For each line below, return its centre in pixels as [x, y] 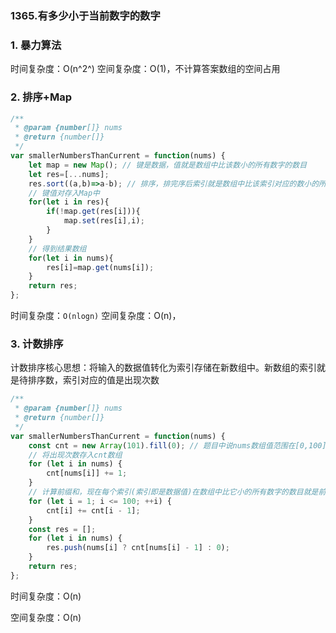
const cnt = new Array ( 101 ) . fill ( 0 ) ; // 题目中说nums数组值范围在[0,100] [177, 445]
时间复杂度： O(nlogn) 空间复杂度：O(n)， [96, 316]
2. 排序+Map [41, 97]
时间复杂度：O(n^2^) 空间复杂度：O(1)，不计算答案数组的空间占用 [145, 69]
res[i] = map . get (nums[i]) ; [100, 267]
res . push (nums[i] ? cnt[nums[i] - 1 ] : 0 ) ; [138, 548]
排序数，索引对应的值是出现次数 [93, 380]
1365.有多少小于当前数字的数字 [85, 15]
